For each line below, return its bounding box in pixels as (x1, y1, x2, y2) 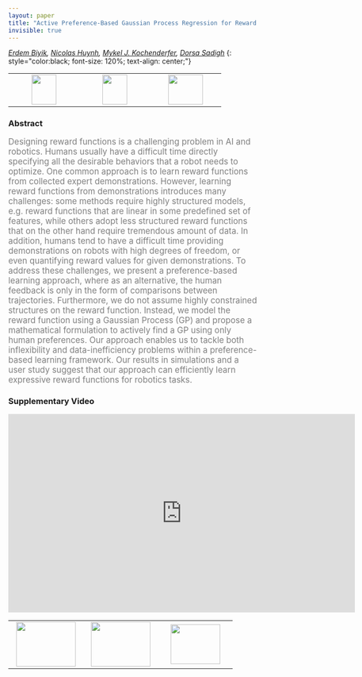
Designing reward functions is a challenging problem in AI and (8, 137, 251, 148)
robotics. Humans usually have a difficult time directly (8, 146, 219, 157)
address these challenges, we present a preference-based (8, 265, 238, 276)
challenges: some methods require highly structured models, (8, 196, 246, 207)
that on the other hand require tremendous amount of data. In (8, 225, 249, 237)
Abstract (8, 118, 44, 129)
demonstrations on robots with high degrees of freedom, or (8, 245, 241, 256)
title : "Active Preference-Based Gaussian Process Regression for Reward (8, 19, 257, 27)
